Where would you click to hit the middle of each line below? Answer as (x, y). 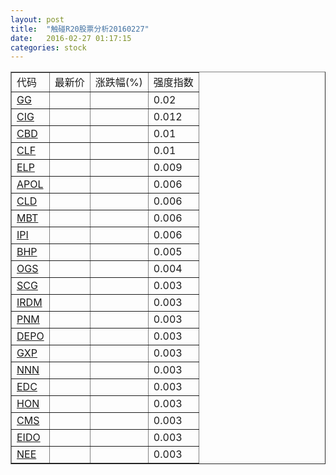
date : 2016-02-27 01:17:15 (71, 38)
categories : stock (48, 47)
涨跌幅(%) (118, 83)
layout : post (37, 19)
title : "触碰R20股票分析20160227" (80, 29)
